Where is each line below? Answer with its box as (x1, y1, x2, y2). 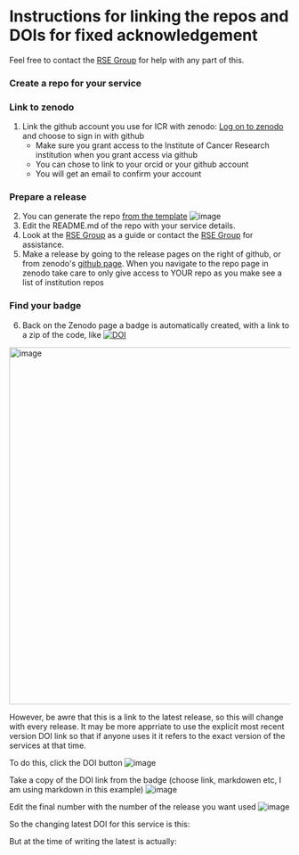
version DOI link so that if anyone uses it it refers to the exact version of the (9, 730, 286, 741)
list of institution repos (21, 277, 105, 288)
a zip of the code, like (21, 329, 102, 340)
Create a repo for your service (9, 77, 142, 89)
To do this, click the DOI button (9, 757, 123, 768)
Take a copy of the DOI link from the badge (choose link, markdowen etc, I (9, 774, 282, 785)
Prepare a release (9, 191, 87, 203)
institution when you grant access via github (35, 150, 198, 160)
